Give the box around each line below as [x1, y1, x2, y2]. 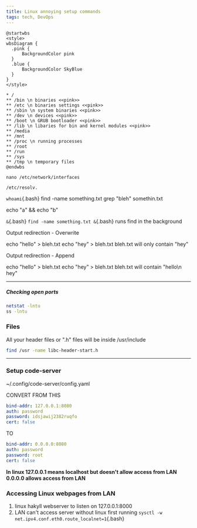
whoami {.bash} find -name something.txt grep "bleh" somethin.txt [6, 195, 163, 202]
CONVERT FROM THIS [6, 392, 61, 399]
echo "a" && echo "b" [6, 206, 59, 213]
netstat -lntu [6, 303, 41, 309]
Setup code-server [6, 367, 62, 375]
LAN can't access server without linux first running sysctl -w [14, 509, 162, 516]
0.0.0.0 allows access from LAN [6, 474, 86, 482]
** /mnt [6, 133, 25, 139]
